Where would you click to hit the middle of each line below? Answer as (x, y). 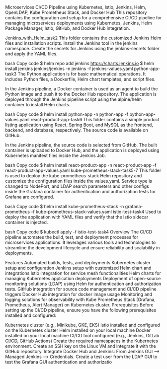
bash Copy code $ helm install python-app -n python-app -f (67, 114)
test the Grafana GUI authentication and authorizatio (59, 362)
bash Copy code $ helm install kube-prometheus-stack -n (65, 206)
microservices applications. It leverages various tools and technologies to (81, 242)
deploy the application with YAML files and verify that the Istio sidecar (77, 217)
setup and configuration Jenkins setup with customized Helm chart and (78, 268)
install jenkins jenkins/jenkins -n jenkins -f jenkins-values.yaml (69, 69)
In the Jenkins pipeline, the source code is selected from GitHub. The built (81, 145)
